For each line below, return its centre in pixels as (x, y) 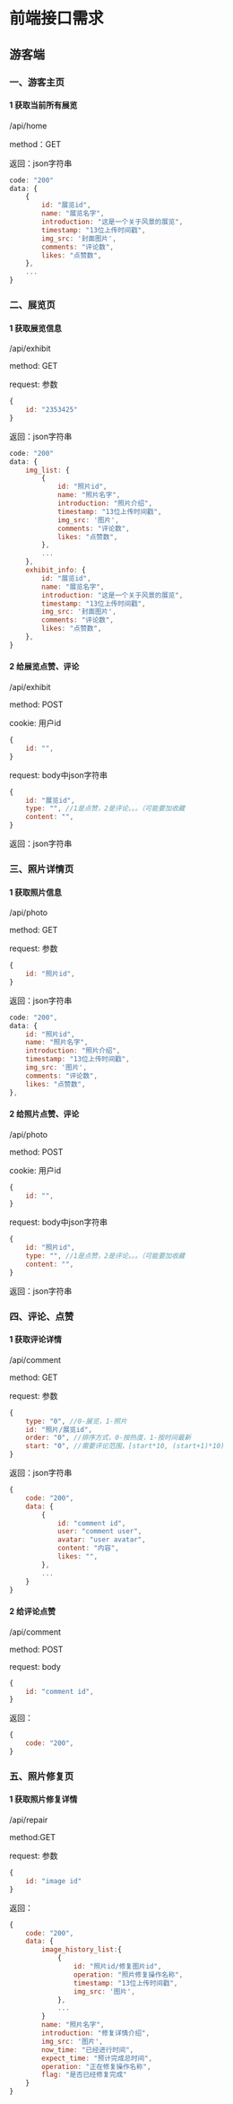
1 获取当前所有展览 (43, 105)
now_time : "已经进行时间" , (88, 2050)
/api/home (28, 126)
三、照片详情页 (42, 869)
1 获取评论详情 (36, 1340)
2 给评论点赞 (33, 1611)
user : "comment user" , (99, 1532)
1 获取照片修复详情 (43, 1799)
